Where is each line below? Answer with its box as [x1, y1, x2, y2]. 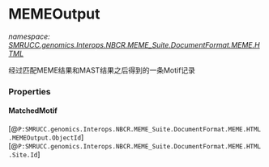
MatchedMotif [8, 106, 58, 115]
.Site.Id [8, 151, 38, 160]
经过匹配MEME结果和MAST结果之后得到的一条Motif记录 [8, 65, 196, 75]
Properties [8, 86, 51, 97]
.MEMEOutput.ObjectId [8, 134, 82, 142]
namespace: [8, 31, 50, 41]
